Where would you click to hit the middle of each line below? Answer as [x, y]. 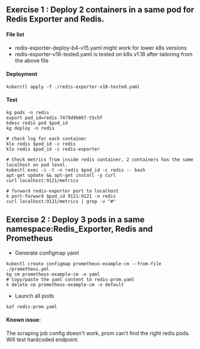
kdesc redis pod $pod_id [37, 123]
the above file [32, 60]
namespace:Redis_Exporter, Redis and [80, 229]
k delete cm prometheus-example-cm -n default [65, 284]
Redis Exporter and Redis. [55, 19]
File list [16, 34]
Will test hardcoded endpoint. [43, 339]
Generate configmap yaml [47, 253]
